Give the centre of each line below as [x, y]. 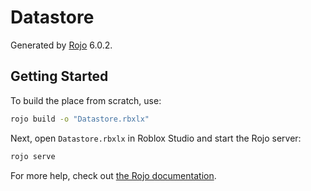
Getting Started [59, 76]
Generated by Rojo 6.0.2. [61, 45]
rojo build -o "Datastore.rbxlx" [80, 119]
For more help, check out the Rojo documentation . [113, 175]
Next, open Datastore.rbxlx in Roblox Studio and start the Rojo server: [156, 138]
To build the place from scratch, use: [86, 100]
